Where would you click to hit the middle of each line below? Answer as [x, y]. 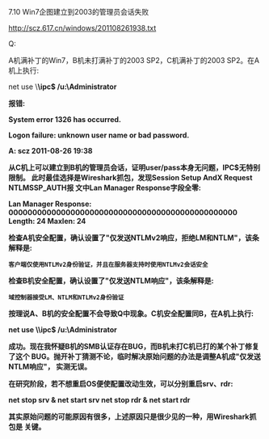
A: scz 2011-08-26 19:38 [50, 151]
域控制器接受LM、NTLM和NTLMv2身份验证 [66, 298]
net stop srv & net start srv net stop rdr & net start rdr [99, 400]
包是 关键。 [27, 426]
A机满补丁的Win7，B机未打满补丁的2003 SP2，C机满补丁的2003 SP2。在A [134, 60]
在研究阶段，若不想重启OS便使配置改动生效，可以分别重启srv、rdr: [121, 384]
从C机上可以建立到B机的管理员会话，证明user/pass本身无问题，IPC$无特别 [134, 167]
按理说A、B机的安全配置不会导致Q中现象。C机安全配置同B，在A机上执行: [131, 313]
